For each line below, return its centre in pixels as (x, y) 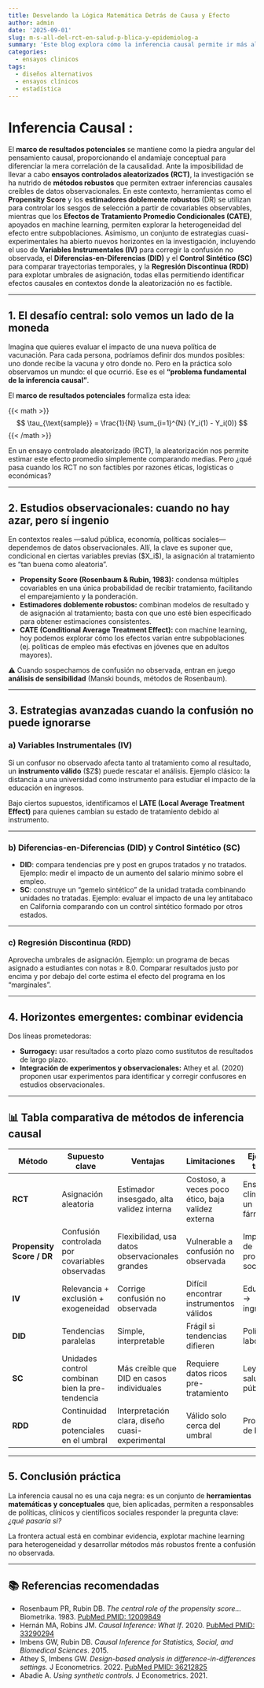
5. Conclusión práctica (65, 1477)
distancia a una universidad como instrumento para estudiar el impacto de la (132, 779)
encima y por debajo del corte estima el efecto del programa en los (117, 977)
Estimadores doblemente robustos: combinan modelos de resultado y (134, 604)
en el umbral (84, 1440)
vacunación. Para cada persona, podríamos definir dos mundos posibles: (126, 355)
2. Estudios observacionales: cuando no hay (119, 508)
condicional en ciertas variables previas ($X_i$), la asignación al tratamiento (132, 555)
